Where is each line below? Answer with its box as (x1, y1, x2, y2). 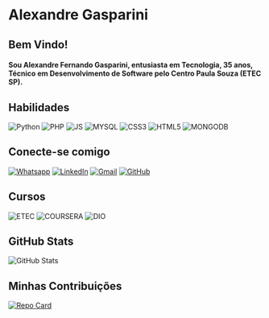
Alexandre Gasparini (8, 6, 149, 24)
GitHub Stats (8, 235, 74, 248)
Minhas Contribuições (8, 279, 122, 293)
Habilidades (8, 101, 70, 114)
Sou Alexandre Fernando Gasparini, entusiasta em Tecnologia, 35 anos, (8, 60, 254, 70)
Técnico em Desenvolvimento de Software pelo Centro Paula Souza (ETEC (8, 68, 262, 78)
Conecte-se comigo (8, 145, 110, 159)
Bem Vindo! (8, 38, 68, 52)
